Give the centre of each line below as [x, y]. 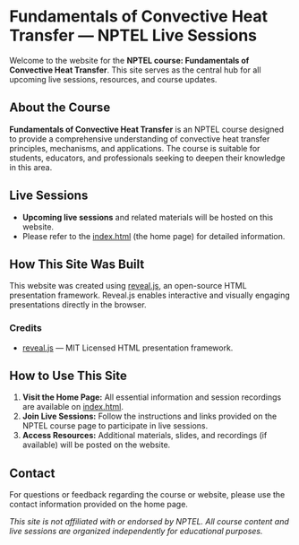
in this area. [31, 167]
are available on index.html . [73, 407]
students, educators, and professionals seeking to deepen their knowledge [147, 158]
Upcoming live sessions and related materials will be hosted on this [148, 217]
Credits [26, 328]
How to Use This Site [68, 376]
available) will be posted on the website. [96, 445]
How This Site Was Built [77, 264]
